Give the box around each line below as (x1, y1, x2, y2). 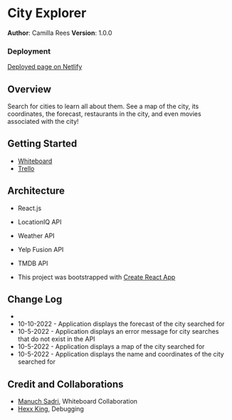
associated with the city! (7, 117, 80, 126)
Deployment (7, 46, 51, 56)
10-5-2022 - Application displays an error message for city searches (17, 327, 219, 336)
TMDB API (17, 258, 48, 268)
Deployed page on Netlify (7, 63, 83, 71)
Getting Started (7, 137, 78, 150)
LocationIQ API (17, 217, 62, 226)
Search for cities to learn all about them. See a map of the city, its (7, 102, 199, 111)
